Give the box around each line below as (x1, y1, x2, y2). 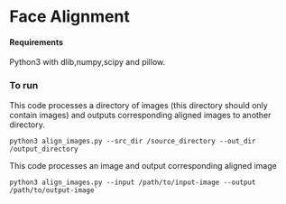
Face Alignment (9, 6, 131, 27)
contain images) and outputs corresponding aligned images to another (9, 109, 272, 120)
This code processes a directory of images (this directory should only (9, 99, 268, 110)
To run (9, 79, 39, 92)
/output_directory (9, 144, 78, 153)
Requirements (9, 36, 64, 47)
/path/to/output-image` (9, 185, 99, 195)
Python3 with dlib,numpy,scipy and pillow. (9, 57, 165, 68)
